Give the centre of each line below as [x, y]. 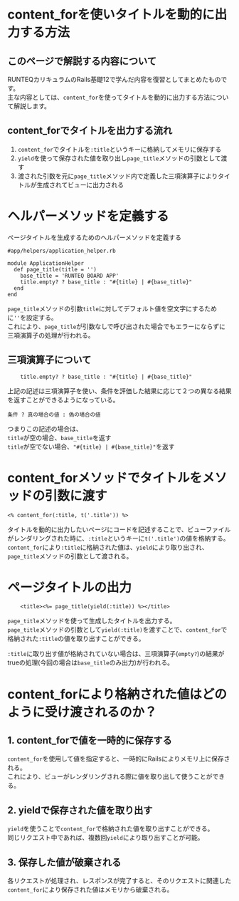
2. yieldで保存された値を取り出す [80, 810]
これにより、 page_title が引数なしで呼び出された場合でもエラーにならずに [117, 326]
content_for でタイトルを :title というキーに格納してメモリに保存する [119, 149]
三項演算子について [49, 360]
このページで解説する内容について [82, 61]
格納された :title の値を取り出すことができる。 [76, 639]
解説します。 [32, 106]
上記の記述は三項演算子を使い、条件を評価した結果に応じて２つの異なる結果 [119, 391]
